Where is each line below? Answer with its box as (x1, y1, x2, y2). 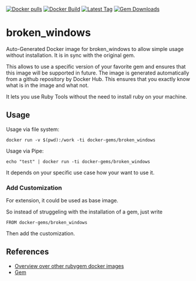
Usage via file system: (6, 126, 60, 133)
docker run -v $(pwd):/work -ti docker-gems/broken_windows (6, 137, 156, 143)
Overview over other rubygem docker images (14, 262, 124, 269)
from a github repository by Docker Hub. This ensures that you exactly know (6, 75, 190, 82)
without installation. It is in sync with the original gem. (6, 52, 136, 59)
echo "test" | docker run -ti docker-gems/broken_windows (6, 158, 150, 164)
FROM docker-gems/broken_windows (6, 220, 88, 226)
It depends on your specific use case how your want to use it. (6, 169, 155, 176)
